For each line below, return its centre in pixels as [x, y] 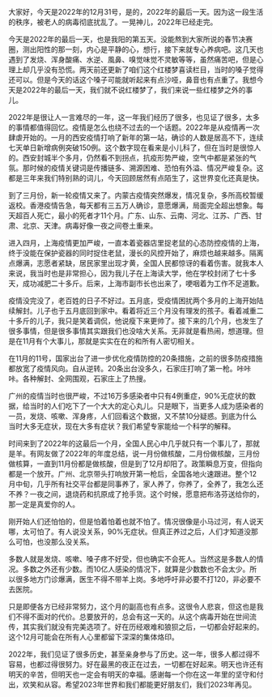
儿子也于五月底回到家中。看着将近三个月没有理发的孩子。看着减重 [146, 311]
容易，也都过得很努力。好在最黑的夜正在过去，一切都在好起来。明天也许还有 [136, 664]
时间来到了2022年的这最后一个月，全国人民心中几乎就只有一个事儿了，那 [131, 443]
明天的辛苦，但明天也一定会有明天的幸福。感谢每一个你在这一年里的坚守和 [132, 674]
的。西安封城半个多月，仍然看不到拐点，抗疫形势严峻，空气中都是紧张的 [129, 158]
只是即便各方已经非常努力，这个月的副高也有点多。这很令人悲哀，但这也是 [132, 607]
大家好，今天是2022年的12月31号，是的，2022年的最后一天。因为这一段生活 [136, 12]
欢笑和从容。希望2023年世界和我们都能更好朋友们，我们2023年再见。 [139, 684]
